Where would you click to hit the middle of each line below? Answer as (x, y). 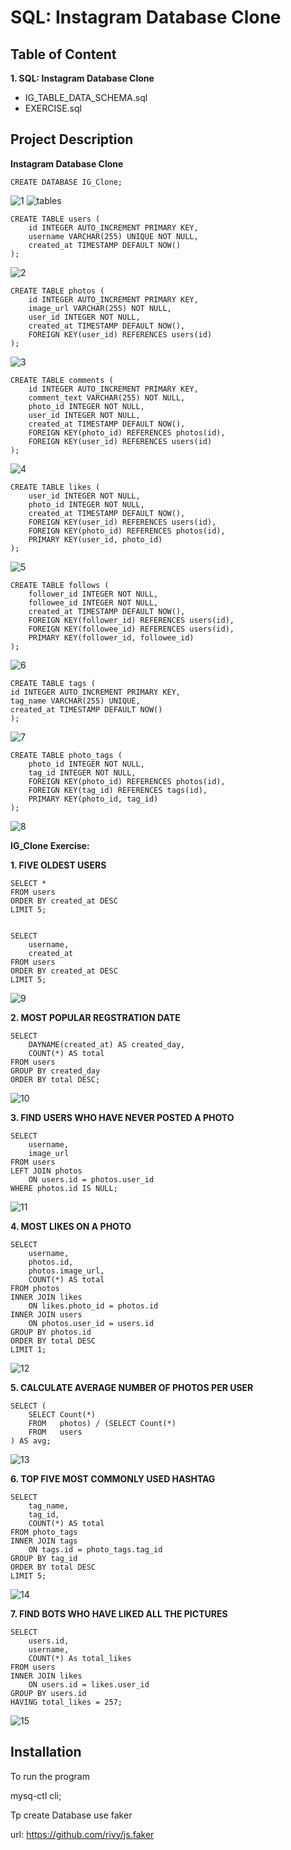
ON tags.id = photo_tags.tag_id (95, 1549)
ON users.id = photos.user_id (91, 1179)
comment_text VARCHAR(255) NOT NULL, (107, 397)
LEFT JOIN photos (46, 1171)
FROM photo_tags (44, 1532)
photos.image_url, (66, 1271)
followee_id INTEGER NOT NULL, (93, 602)
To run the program (50, 1776)
